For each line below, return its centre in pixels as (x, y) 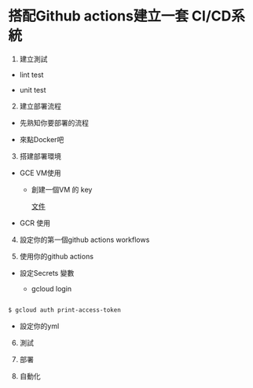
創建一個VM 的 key (62, 189)
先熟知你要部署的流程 (54, 123)
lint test (31, 75)
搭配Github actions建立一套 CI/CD (120, 16)
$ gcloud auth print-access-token (65, 310)
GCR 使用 (35, 223)
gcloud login (51, 288)
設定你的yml (39, 326)
